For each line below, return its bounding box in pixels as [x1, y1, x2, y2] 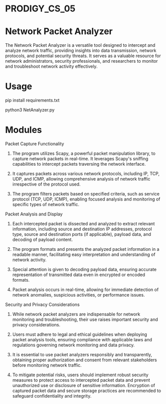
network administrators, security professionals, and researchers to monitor [5, 58, 158, 64]
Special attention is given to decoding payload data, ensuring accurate [12, 267, 157, 272]
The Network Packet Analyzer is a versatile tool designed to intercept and [5, 42, 156, 48]
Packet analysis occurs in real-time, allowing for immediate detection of [12, 287, 159, 293]
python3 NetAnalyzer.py [5, 107, 55, 113]
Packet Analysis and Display [5, 211, 63, 217]
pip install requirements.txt [5, 98, 60, 103]
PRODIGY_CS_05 [5, 3, 76, 14]
